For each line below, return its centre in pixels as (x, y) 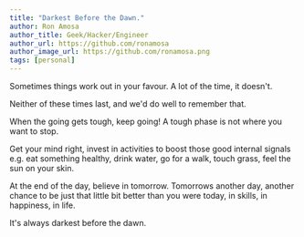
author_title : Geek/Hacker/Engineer (79, 35)
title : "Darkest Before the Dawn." (77, 18)
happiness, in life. (42, 205)
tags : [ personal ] (42, 60)
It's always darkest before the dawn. (78, 223)
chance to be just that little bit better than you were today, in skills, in (138, 196)
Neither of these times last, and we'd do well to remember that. (128, 104)
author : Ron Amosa (44, 26)
